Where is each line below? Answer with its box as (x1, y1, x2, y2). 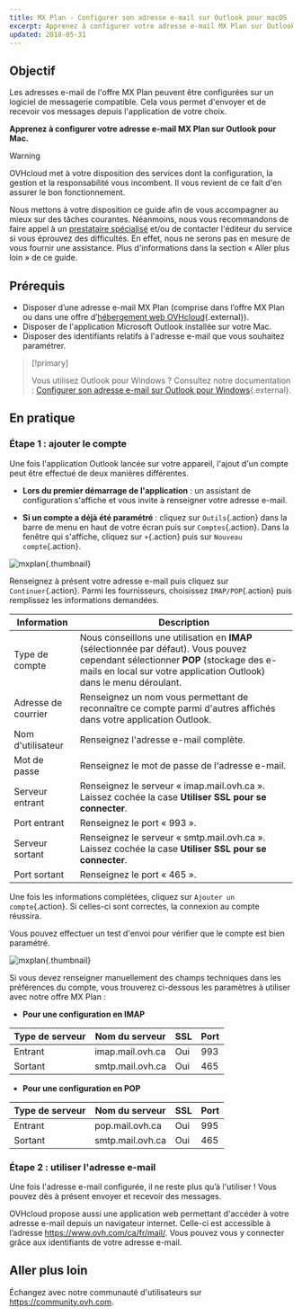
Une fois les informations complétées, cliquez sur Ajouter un (9, 891, 235, 902)
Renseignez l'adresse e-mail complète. (79, 734, 245, 746)
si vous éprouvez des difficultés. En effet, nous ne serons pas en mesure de (9, 233, 290, 244)
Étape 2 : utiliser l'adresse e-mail (9, 1160, 156, 1173)
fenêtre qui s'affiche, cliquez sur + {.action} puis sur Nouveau (22, 531, 243, 542)
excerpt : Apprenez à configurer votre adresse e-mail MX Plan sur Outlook (9, 22, 296, 31)
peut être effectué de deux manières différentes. (9, 467, 189, 478)
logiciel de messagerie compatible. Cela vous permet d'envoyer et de (9, 96, 267, 108)
